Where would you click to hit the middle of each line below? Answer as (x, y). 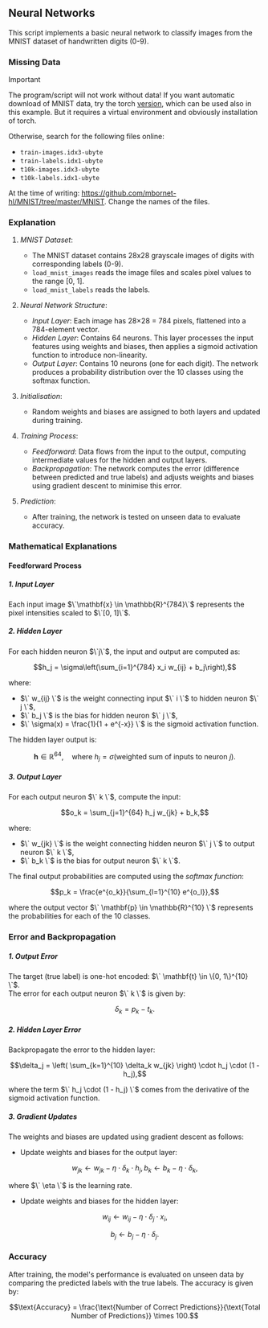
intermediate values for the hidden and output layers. (120, 460)
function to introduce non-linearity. (89, 355)
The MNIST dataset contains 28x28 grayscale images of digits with (143, 256)
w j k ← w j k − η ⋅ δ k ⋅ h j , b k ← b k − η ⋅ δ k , (135, 1168)
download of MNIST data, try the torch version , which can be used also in (130, 104)
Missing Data (35, 62)
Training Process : (49, 436)
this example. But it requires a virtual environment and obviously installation (133, 113)
